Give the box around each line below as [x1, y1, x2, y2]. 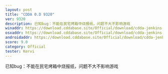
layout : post [5, 7, 32, 12]
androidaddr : [5, 35, 32, 40]
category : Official [5, 44, 46, 49]
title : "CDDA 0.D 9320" [5, 12, 55, 17]
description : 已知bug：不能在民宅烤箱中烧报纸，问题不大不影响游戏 [5, 21, 130, 26]
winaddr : [5, 26, 23, 31]
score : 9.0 [5, 40, 28, 45]
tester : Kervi [5, 49, 35, 54]
